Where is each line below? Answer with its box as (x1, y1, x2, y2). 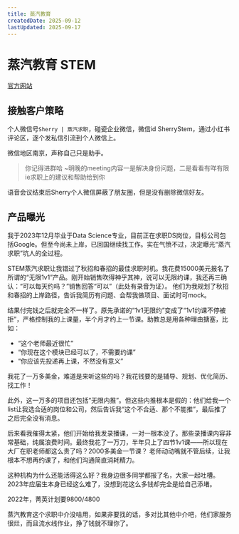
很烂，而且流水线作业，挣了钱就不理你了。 (7, 518, 132, 528)
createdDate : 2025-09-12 (7, 17, 81, 24)
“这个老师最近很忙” (17, 339, 74, 347)
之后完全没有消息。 (7, 414, 64, 422)
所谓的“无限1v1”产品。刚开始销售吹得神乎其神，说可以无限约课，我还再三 (7, 272, 221, 282)
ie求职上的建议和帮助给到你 (24, 173, 105, 182)
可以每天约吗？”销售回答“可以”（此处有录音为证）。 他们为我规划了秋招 (22, 282, 229, 290)
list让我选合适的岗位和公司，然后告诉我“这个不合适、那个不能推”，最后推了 (7, 404, 228, 414)
